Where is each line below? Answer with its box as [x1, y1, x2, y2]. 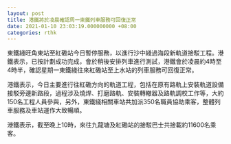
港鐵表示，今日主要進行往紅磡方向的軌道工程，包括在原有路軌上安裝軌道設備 [7, 80, 224, 89]
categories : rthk [7, 29, 57, 36]
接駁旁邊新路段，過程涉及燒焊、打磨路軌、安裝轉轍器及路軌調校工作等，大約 [7, 89, 224, 97]
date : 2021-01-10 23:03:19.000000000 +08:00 [7, 23, 137, 29]
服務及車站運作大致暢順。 [12, 106, 86, 115]
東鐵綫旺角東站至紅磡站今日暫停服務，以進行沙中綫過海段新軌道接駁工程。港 [7, 49, 224, 57]
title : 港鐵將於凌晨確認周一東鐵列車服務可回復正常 [7, 16, 136, 23]
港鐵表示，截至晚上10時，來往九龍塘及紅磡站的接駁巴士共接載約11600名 [7, 121, 211, 129]
